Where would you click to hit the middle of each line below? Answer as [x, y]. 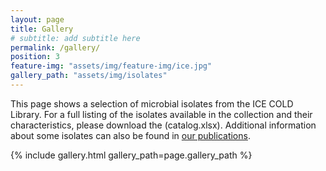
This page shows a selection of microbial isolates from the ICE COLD [152, 103]
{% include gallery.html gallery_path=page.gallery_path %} [131, 155]
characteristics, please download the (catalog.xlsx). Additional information [163, 125]
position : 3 [35, 57]
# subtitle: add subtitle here [75, 38]
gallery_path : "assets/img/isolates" [89, 76]
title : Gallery [42, 29]
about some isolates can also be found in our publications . [130, 135]
